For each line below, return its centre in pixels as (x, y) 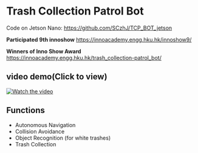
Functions (26, 110)
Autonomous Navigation (45, 125)
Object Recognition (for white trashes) (63, 138)
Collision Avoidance (40, 131)
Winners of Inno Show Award (44, 51)
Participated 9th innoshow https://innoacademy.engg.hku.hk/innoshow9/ (99, 39)
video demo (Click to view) (57, 77)
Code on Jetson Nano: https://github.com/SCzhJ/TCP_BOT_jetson (89, 28)
